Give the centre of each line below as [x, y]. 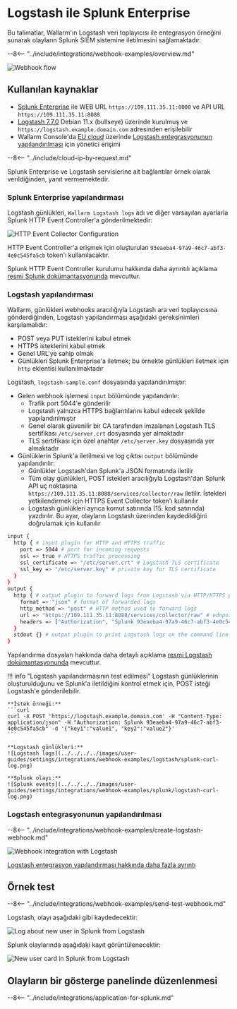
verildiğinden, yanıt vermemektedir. [59, 179]
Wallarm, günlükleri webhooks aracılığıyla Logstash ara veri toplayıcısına [113, 310]
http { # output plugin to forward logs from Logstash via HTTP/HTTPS [120, 596]
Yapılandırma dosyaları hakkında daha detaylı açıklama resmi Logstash [110, 655]
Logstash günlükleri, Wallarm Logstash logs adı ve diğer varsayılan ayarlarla [118, 213]
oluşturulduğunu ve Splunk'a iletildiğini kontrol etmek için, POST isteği [109, 683]
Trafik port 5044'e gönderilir [69, 403]
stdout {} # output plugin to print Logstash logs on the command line [121, 635]
